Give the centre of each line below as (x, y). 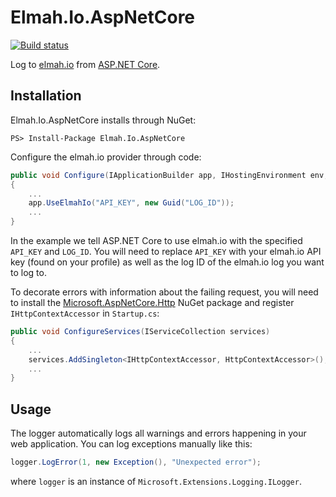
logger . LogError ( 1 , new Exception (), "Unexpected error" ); (136, 462)
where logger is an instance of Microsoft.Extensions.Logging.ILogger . (156, 481)
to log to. (28, 272)
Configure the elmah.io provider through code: (106, 157)
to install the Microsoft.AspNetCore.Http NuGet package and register (152, 302)
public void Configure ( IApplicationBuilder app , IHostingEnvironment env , (169, 175)
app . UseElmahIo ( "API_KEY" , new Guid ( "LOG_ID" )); (131, 203)
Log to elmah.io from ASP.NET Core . (85, 64)
